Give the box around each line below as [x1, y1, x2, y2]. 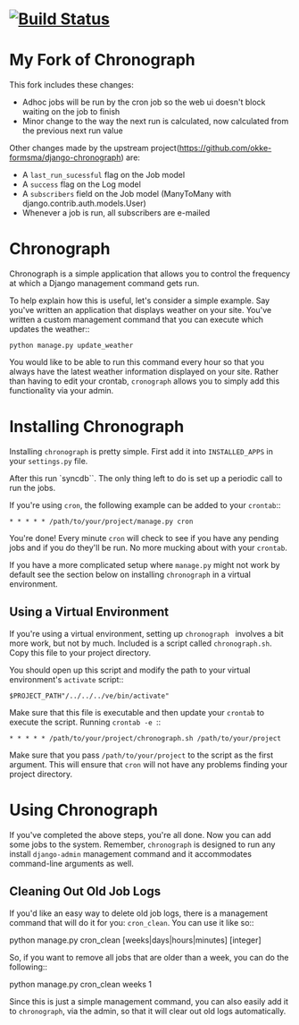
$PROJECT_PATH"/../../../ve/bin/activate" [9, 691, 170, 700]
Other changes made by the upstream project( [9, 143, 180, 154]
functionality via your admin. [9, 385, 114, 396]
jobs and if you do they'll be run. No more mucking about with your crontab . [9, 542, 287, 553]
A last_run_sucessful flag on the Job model [21, 170, 186, 181]
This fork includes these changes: [9, 80, 134, 90]
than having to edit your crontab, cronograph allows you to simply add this [9, 376, 280, 386]
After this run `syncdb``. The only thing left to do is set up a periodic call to [9, 473, 283, 483]
